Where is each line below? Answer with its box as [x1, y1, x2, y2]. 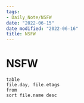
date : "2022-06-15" [6, 20, 55, 26]
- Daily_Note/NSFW [6, 14, 52, 20]
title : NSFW [6, 31, 36, 37]
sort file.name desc [6, 92, 58, 99]
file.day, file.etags [6, 82, 60, 88]
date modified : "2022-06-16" [6, 25, 79, 32]
